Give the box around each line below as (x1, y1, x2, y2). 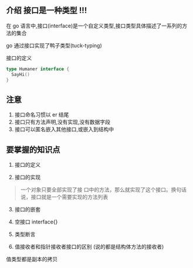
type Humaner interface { (6, 66, 69, 72)
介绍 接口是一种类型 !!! (6, 5, 87, 16)
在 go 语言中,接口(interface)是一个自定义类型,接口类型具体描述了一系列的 (6, 22, 182, 29)
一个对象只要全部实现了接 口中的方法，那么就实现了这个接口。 (20, 186, 171, 193)
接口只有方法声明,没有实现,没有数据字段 (14, 119, 110, 126)
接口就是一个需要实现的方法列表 (31, 194, 109, 201)
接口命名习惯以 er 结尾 (14, 111, 69, 118)
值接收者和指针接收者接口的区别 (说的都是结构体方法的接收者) (14, 243, 164, 250)
